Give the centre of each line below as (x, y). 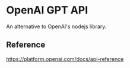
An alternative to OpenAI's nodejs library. (56, 26)
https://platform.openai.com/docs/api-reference (65, 59)
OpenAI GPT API (47, 10)
